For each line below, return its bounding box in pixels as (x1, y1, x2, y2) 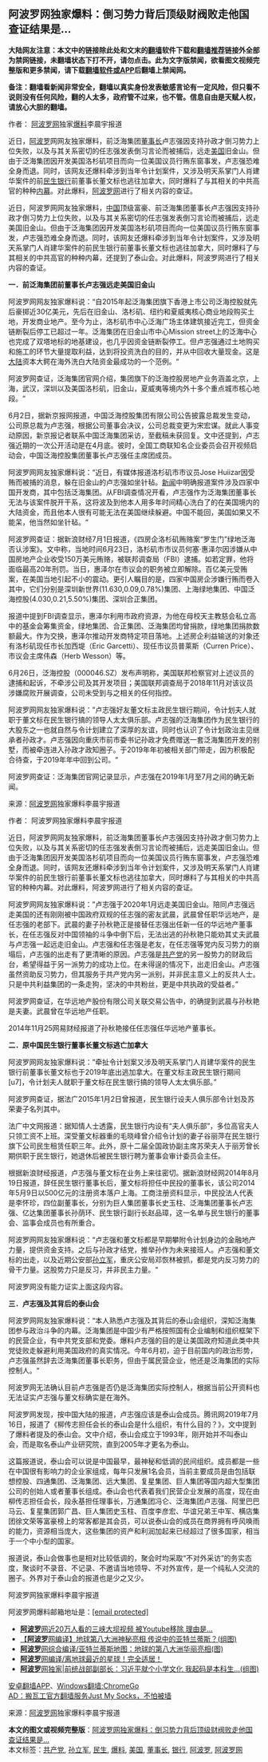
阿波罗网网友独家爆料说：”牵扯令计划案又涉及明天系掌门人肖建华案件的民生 (8, 1057, 257, 1067)
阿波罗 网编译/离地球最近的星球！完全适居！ (19, 1653, 163, 1663)
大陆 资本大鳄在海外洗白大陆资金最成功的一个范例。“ (8, 356, 179, 366)
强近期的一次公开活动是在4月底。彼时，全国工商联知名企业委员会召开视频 (8, 440, 251, 449)
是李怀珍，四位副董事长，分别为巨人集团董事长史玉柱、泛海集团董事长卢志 (8, 1198, 253, 1207)
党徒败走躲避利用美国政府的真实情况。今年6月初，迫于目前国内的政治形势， (8, 1345, 258, 1355)
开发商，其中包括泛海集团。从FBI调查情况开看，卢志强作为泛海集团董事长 (14, 487, 257, 497)
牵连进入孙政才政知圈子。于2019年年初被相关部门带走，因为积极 (35, 745, 248, 754)
